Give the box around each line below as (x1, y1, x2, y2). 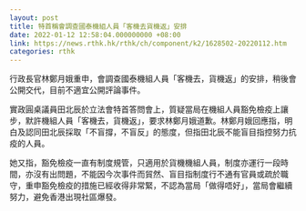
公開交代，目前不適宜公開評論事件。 (9, 85, 146, 95)
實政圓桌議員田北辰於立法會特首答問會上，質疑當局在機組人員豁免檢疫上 (9, 104, 280, 115)
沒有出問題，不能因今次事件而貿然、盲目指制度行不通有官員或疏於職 (33, 169, 289, 180)
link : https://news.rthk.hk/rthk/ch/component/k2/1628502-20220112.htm (9, 38, 287, 48)
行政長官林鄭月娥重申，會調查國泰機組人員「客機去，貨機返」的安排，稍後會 (9, 74, 297, 85)
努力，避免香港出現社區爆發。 (9, 192, 121, 203)
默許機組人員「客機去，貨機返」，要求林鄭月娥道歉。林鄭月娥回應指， (25, 116, 285, 126)
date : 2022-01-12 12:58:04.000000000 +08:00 (9, 30, 181, 39)
